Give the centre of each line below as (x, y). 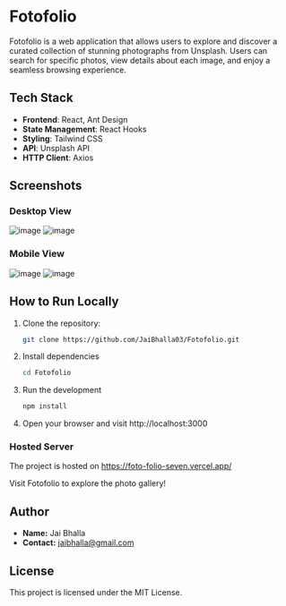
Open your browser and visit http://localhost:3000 (115, 423)
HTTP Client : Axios (58, 158)
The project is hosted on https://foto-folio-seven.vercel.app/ (121, 466)
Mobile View (37, 254)
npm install (44, 406)
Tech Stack (41, 98)
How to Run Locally (64, 302)
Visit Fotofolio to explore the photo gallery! (88, 483)
